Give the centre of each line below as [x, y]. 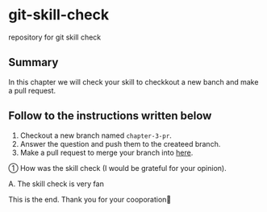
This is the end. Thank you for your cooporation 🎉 [90, 199]
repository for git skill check [55, 37]
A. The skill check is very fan [56, 184]
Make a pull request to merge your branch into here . [106, 152]
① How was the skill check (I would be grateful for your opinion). [118, 168]
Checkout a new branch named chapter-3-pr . [96, 135]
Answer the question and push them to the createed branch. [120, 143]
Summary [33, 62]
